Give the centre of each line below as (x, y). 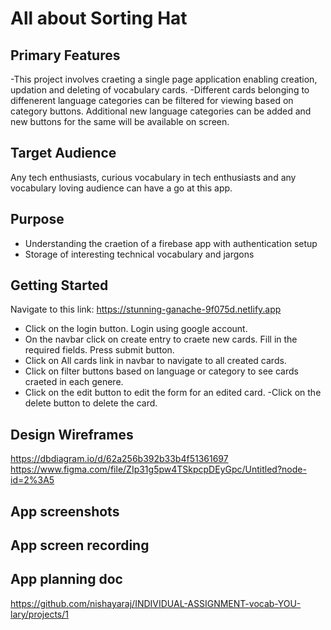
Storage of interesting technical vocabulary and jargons (139, 254)
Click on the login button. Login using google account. (136, 329)
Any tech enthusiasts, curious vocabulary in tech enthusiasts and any (153, 177)
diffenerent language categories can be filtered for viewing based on (152, 100)
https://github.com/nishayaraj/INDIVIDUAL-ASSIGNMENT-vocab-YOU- (156, 603)
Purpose (37, 219)
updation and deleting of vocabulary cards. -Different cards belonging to (160, 90)
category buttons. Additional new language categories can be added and (161, 111)
